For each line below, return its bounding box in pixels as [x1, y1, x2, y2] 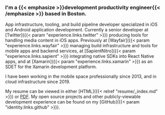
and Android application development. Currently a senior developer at [5, 27, 149, 33]
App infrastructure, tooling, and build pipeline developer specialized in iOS [5, 21, 158, 27]
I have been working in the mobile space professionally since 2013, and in [5, 74, 157, 80]
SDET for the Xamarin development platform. [5, 64, 97, 70]
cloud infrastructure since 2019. [5, 79, 71, 85]
